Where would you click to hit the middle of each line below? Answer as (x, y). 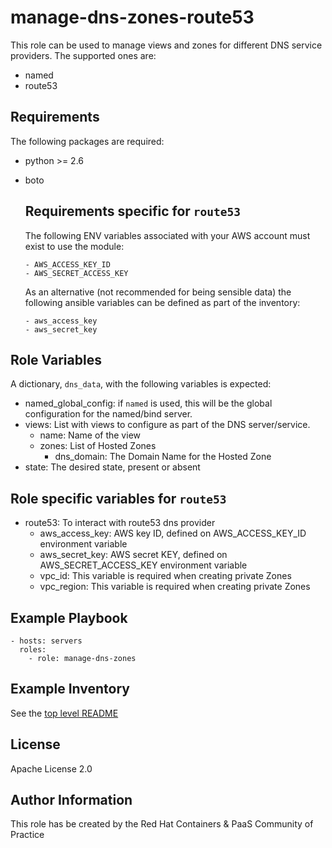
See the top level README (64, 713)
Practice (27, 835)
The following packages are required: (87, 141)
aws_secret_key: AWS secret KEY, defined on (133, 555)
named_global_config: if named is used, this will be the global (148, 403)
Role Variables (56, 359)
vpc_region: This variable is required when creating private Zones (175, 587)
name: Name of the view (90, 435)
